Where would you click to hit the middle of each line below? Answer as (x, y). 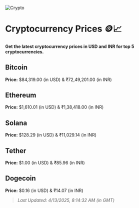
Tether (16, 151)
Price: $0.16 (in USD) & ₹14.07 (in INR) (44, 190)
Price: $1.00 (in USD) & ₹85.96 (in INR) (45, 163)
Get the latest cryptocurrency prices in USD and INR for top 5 (70, 46)
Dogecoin (20, 178)
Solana (16, 123)
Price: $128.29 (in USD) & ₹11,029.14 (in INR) (51, 135)
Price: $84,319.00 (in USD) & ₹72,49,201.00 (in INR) (58, 79)
